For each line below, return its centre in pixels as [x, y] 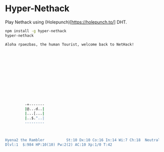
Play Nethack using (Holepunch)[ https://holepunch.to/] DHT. [66, 22]
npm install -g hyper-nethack [36, 31]
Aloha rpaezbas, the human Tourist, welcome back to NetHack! [70, 44]
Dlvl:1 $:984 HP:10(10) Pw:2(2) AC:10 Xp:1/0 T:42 [59, 145]
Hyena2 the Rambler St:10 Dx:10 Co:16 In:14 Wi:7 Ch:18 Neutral [83, 140]
